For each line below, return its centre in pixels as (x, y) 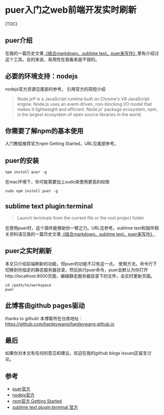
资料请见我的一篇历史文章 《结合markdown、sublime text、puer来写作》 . (82, 234)
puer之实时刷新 (29, 251)
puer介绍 (19, 40)
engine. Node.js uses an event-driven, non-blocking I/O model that (84, 104)
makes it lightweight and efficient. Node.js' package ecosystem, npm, (87, 109)
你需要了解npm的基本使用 (44, 131)
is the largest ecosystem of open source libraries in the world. (79, 114)
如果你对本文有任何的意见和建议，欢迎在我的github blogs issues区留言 (76, 353)
